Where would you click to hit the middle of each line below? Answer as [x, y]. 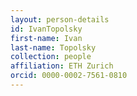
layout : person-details [60, 19]
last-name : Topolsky [53, 47]
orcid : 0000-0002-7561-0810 [69, 76]
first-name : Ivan [46, 38]
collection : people [51, 57]
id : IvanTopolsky [46, 29]
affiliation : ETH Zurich [62, 66]
